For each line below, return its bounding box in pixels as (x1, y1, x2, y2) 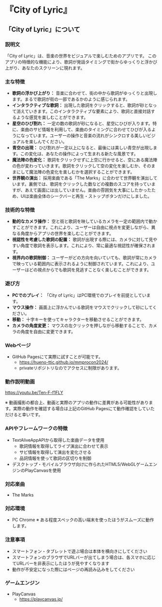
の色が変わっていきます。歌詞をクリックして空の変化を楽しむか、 (12, 163, 143, 169)
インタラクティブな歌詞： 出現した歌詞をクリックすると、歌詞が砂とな (12, 102, 153, 108)
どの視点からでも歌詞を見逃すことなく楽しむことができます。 (29, 267, 151, 273)
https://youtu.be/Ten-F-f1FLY (5, 390, 64, 396)
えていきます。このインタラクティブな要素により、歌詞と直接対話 (20, 109, 151, 114)
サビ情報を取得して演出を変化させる (19, 449, 92, 455)
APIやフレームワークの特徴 (5, 425, 68, 432)
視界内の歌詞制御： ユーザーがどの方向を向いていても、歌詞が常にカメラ (12, 255, 157, 261)
